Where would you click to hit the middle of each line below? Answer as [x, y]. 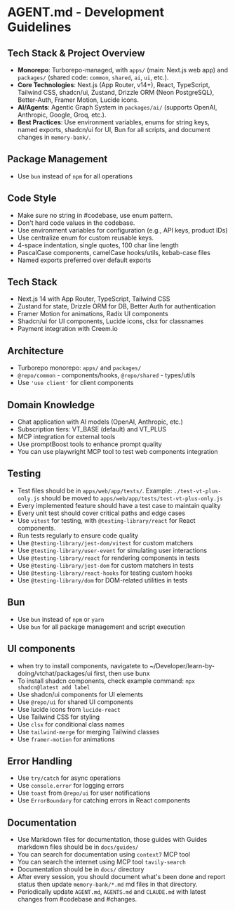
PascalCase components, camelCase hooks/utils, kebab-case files [114, 252]
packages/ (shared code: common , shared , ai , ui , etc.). [93, 77]
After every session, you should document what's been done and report [121, 877]
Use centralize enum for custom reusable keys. [86, 238]
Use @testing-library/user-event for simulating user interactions [112, 550]
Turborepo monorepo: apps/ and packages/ [79, 368]
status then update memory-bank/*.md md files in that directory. [107, 884]
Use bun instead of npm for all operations [75, 176]
